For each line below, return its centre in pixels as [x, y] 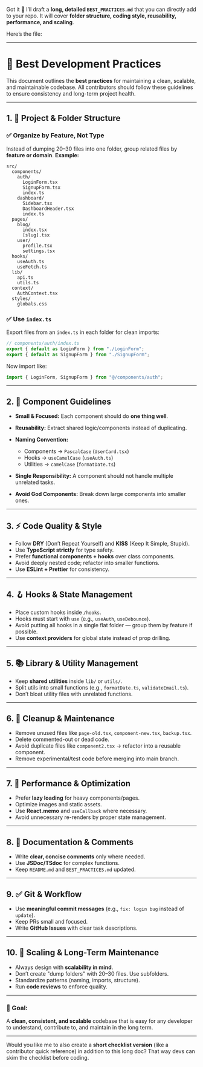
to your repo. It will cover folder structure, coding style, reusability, [91, 16]
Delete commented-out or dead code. [62, 739]
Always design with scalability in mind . [64, 967]
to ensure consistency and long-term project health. [71, 93]
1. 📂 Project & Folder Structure [63, 118]
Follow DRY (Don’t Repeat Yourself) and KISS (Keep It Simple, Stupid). [102, 544]
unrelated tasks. [35, 482]
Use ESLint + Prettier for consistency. [62, 569]
